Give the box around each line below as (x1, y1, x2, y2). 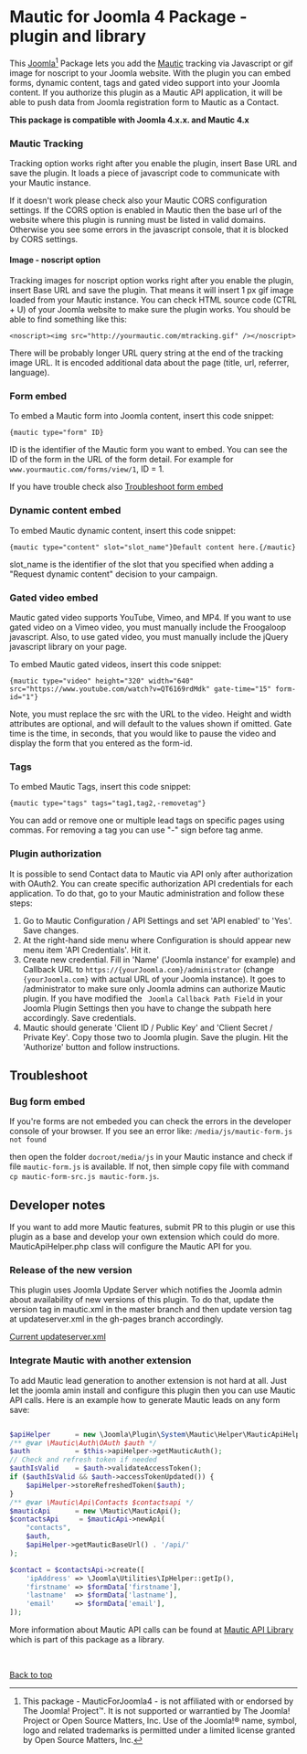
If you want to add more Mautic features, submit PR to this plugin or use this (9, 1222, 295, 1233)
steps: (9, 898, 33, 909)
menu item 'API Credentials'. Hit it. (22, 944, 151, 955)
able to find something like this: (9, 314, 128, 325)
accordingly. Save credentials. (22, 1012, 137, 1023)
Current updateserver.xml (9, 1332, 107, 1343)
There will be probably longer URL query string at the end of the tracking (9, 347, 283, 358)
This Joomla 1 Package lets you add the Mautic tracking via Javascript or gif (9, 56, 294, 69)
